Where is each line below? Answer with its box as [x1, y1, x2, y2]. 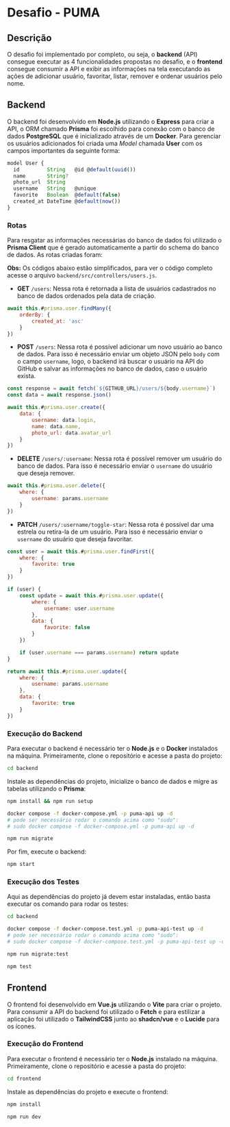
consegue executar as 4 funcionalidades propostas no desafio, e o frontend [7, 58, 222, 66]
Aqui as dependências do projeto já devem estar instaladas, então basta [7, 893, 211, 901]
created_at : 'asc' [31, 317, 84, 325]
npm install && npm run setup [7, 797, 94, 804]
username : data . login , [31, 417, 97, 423]
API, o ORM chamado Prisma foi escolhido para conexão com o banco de [7, 125, 215, 133]
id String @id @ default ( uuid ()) [13, 166, 136, 173]
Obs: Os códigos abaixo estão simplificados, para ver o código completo [7, 264, 213, 272]
